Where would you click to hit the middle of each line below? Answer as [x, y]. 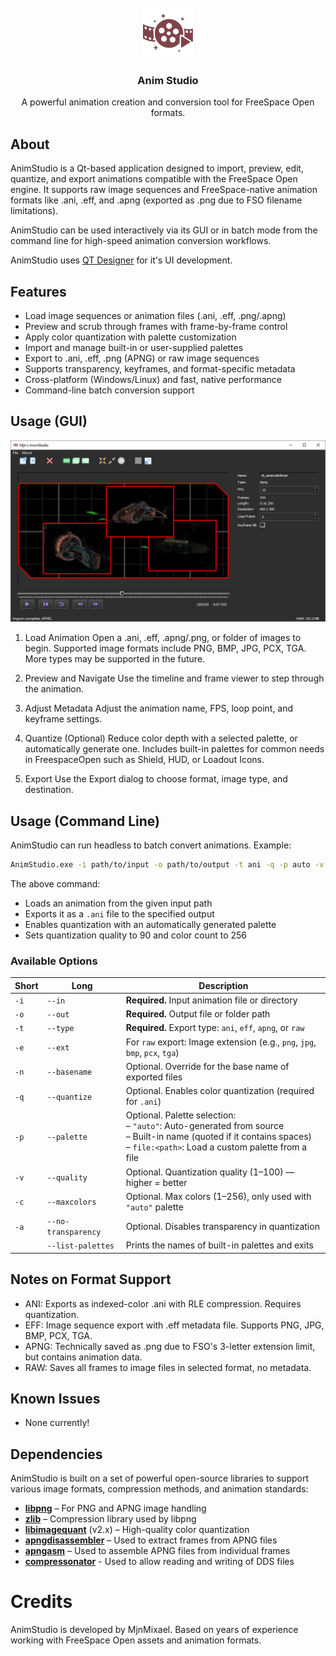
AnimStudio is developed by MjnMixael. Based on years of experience [154, 1630]
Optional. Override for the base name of [207, 1066]
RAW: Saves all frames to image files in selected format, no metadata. [168, 1367]
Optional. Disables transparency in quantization [222, 1226]
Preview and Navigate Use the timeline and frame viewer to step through [174, 678]
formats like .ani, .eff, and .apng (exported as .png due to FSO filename [156, 200]
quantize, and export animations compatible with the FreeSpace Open [154, 179]
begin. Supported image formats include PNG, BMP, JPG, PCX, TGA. [165, 648]
